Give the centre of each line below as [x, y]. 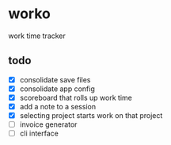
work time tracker [37, 36]
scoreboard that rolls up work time [76, 97]
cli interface [39, 134]
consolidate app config [57, 89]
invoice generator [48, 124]
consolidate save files [55, 79]
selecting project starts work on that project [91, 115]
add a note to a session [58, 106]
